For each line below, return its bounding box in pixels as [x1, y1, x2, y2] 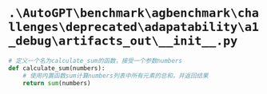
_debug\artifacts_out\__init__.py [8, 33, 238, 49]
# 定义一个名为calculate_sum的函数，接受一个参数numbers [8, 57, 182, 65]
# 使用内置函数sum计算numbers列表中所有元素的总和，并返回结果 [22, 72, 209, 80]
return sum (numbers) [22, 79, 91, 87]
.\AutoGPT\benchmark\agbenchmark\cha [8, 6, 260, 21]
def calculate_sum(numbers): [8, 64, 106, 72]
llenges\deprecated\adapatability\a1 [8, 20, 260, 35]
